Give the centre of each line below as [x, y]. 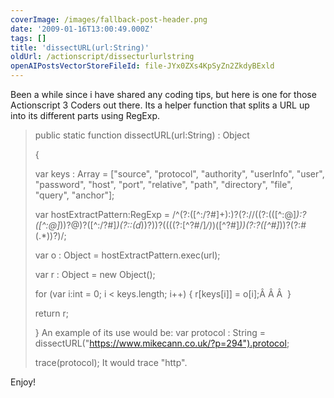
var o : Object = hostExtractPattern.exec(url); [127, 255]
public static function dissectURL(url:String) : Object [142, 135]
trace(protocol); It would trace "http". [111, 362]
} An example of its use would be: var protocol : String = [150, 332]
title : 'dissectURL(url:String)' [80, 47]
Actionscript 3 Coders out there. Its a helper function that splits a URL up [160, 105]
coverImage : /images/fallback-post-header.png [109, 19]
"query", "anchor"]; [74, 195]
